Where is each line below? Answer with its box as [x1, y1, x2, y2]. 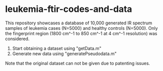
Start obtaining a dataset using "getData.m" [12, 45, 102, 51]
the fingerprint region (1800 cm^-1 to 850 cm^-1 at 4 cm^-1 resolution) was [5, 30, 158, 36]
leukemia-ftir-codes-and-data [5, 3, 132, 15]
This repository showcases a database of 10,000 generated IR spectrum [5, 20, 153, 26]
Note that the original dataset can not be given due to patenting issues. [5, 60, 150, 66]
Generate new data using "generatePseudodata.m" [12, 51, 117, 57]
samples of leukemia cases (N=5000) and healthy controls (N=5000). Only [5, 25, 158, 31]
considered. [5, 36, 30, 42]
